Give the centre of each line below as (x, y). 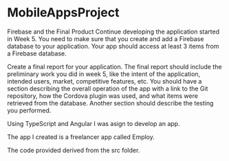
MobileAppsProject (63, 13)
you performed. (29, 110)
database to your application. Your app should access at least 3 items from (113, 46)
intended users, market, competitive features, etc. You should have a (105, 81)
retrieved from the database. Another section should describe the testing (110, 103)
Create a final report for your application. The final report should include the (115, 66)
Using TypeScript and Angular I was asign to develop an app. (94, 123)
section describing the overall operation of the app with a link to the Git (108, 88)
